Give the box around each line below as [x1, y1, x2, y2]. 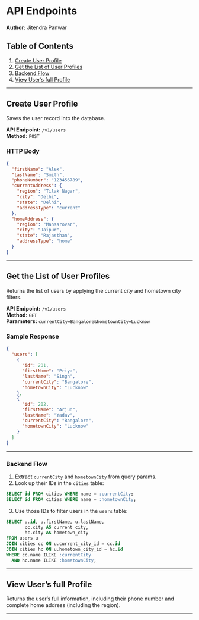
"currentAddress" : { [11, 183, 62, 189]
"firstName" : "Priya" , [21, 368, 78, 374]
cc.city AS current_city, [24, 524, 89, 530]
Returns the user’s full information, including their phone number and [6, 595, 175, 602]
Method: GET [6, 311, 37, 318]
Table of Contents [6, 41, 74, 51]
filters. [6, 293, 22, 300]
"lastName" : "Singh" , [21, 374, 76, 380]
